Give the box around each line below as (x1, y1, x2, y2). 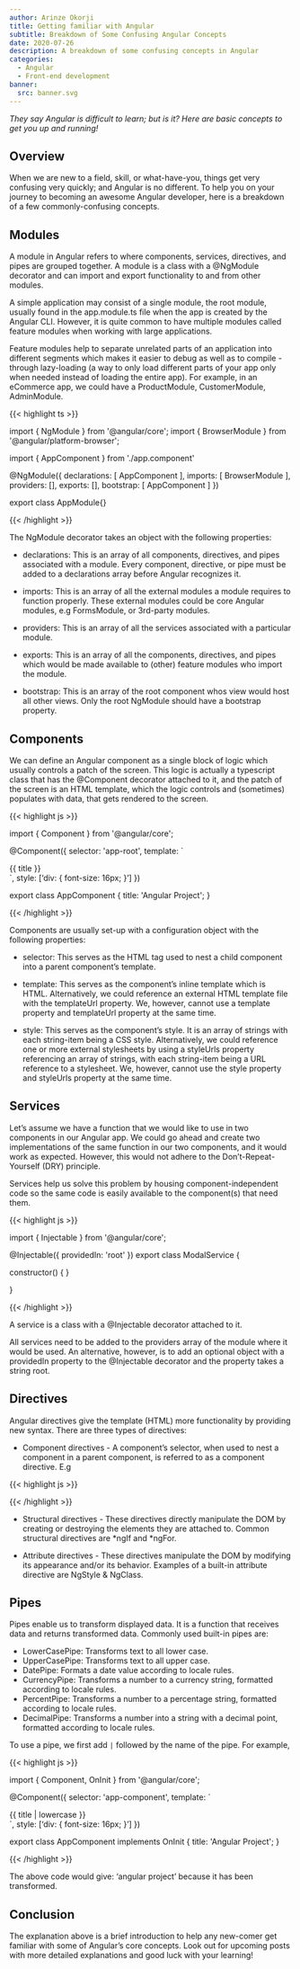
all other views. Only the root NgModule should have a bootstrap (22, 696, 262, 707)
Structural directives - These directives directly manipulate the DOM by (22, 1513, 286, 1524)
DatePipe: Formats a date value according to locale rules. (22, 1665, 234, 1676)
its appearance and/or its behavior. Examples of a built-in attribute (22, 1559, 268, 1570)
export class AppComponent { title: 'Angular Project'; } (9, 889, 211, 900)
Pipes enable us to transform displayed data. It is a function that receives (9, 1619, 279, 1630)
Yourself (9, 1161, 40, 1172)
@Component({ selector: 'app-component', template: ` (9, 1792, 211, 1803)
